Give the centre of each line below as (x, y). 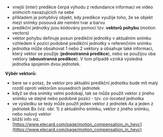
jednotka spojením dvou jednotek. (46, 64)
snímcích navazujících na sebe (43, 12)
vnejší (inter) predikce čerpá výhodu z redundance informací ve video (82, 7)
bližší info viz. (26, 119)
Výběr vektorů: (21, 73)
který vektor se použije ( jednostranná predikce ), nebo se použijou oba (84, 54)
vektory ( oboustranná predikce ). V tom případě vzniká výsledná (77, 59)
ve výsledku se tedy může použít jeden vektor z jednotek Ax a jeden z (83, 104)
